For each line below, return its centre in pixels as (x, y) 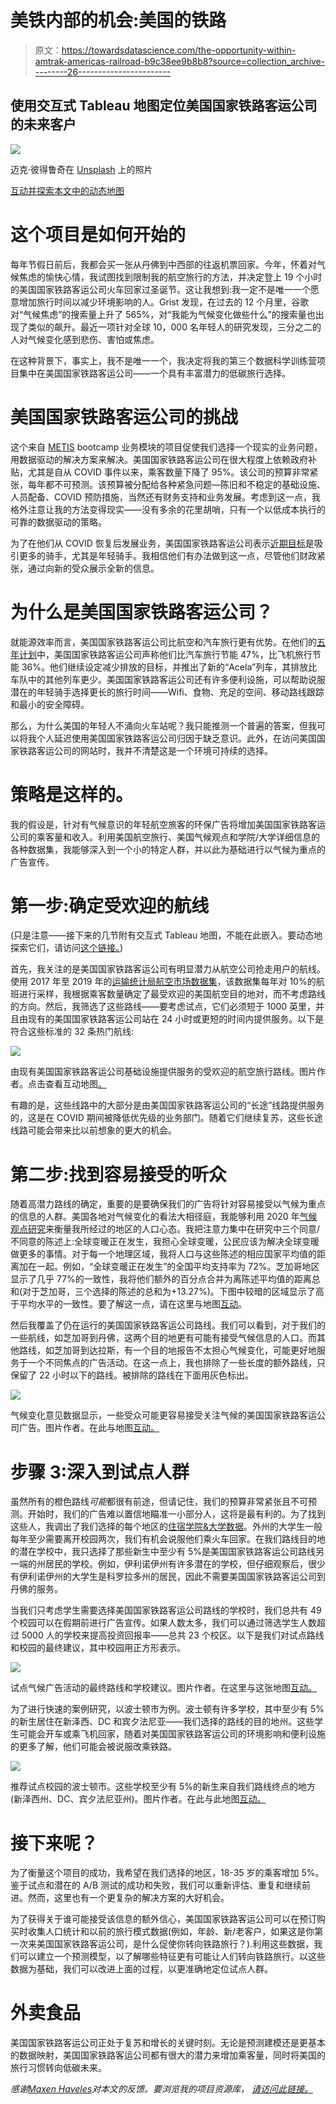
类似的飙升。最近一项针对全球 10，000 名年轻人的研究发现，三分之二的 (174, 327)
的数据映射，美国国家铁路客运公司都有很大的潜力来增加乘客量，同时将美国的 (168, 2055)
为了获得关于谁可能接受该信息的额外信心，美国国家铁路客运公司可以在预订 (163, 1919)
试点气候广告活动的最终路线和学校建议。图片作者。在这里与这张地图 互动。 (163, 1688)
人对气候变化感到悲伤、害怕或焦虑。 (85, 339)
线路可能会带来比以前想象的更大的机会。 (93, 1130)
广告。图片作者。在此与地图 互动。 (89, 1428)
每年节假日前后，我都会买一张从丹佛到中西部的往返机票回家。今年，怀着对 (163, 264)
